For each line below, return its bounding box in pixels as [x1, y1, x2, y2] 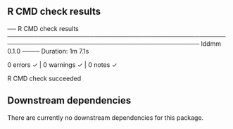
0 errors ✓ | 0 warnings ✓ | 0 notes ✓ [7, 60, 118, 69]
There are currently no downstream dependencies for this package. [7, 113, 204, 122]
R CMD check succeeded [7, 74, 82, 82]
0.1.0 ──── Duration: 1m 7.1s [7, 47, 89, 55]
